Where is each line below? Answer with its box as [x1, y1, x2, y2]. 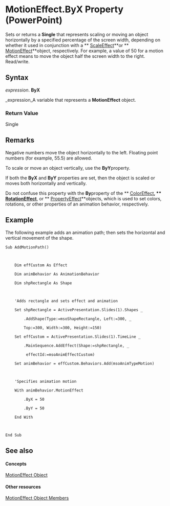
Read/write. [5, 58, 30, 64]
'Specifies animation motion [14, 379, 77, 384]
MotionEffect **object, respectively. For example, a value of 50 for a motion [5, 48, 164, 54]
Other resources [5, 484, 41, 490]
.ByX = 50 [24, 397, 45, 402]
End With [14, 415, 33, 420]
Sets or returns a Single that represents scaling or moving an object [5, 31, 148, 37]
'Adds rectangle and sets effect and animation [14, 298, 118, 304]
